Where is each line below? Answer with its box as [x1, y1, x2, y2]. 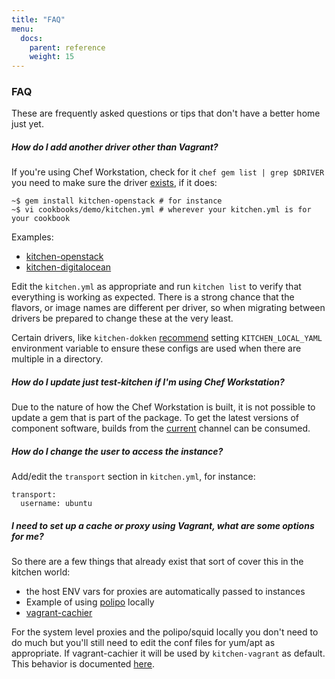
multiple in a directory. [11, 353, 104, 365]
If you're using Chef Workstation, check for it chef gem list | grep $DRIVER [11, 166, 325, 178]
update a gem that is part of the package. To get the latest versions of [11, 412, 300, 424]
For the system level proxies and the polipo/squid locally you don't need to [11, 626, 319, 638]
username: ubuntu [20, 499, 93, 509]
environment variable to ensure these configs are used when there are [11, 342, 302, 355]
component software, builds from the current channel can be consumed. [11, 422, 311, 435]
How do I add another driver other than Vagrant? [11, 141, 219, 153]
